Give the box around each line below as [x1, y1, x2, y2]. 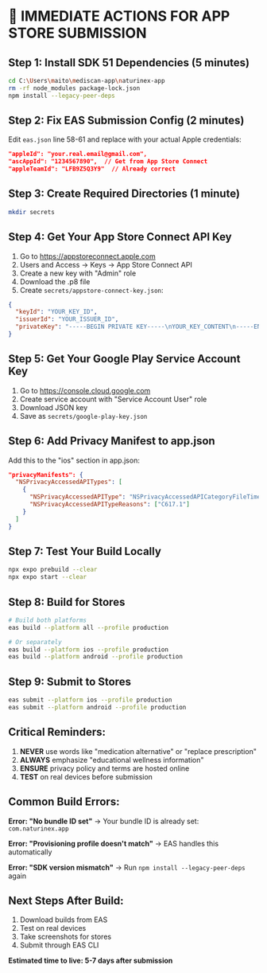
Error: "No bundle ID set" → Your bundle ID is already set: [8, 816, 199, 826]
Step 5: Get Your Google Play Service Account [8, 352, 241, 365]
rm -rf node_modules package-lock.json [8, 84, 141, 92]
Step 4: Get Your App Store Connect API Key [8, 230, 232, 244]
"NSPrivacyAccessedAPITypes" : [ [15, 478, 123, 486]
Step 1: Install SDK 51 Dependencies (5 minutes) [8, 56, 250, 69]
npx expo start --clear [8, 573, 87, 581]
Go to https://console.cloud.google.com [19, 385, 151, 395]
